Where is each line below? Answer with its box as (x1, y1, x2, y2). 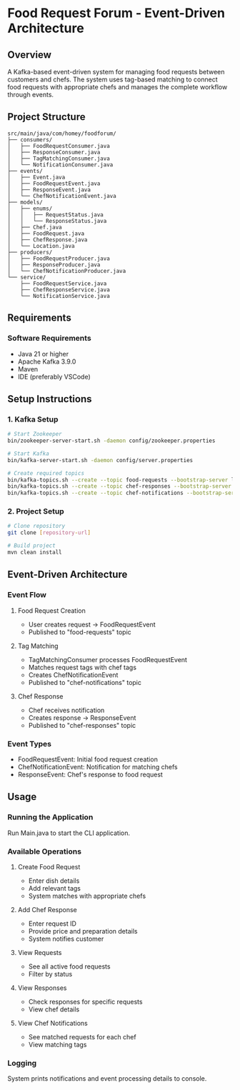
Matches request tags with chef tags (28, 663, 137, 671)
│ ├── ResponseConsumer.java (7, 149, 101, 156)
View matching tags (28, 1040, 87, 1049)
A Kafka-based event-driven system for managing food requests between (7, 68, 225, 76)
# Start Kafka (7, 450, 50, 457)
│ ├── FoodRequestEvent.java (7, 180, 101, 187)
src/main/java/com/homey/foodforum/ (7, 130, 116, 137)
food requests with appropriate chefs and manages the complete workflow (7, 83, 228, 91)
